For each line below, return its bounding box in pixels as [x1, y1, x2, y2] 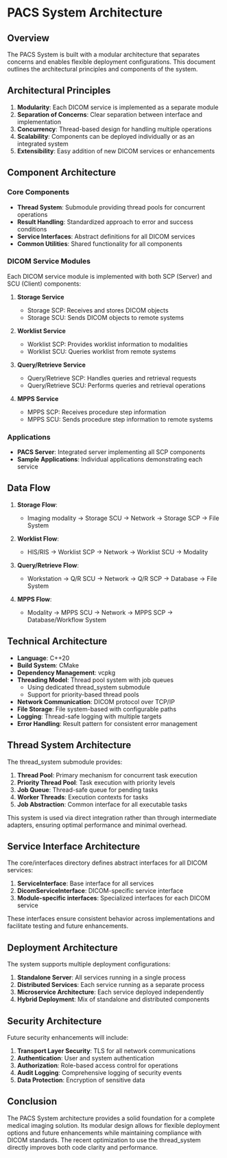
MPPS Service [16, 394, 59, 402]
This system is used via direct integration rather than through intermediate [7, 813, 217, 821]
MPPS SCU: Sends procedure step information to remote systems [27, 415, 213, 423]
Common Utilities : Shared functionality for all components [16, 239, 183, 248]
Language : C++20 [16, 654, 70, 662]
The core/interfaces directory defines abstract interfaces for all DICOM [7, 859, 208, 867]
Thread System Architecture [7, 740, 132, 751]
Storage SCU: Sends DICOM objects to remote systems [27, 313, 184, 321]
